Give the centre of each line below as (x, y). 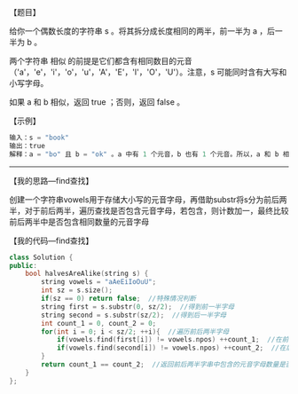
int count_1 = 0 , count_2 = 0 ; (99, 323)
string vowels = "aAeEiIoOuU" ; (99, 282)
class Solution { (41, 257)
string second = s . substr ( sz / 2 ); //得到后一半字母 (134, 315)
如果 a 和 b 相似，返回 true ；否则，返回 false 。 (97, 102)
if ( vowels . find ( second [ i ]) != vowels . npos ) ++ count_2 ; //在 (171, 348)
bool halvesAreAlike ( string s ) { (87, 274)
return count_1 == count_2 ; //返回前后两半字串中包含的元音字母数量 (160, 365)
